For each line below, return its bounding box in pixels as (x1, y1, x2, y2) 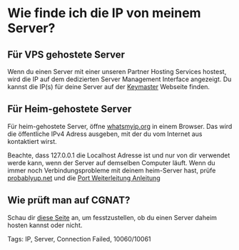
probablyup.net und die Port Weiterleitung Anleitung (7, 173, 161, 182)
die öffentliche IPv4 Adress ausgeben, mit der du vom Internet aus (7, 130, 203, 138)
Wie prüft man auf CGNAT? (7, 194, 131, 207)
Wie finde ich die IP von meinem (7, 5, 201, 21)
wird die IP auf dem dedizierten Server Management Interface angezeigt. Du (7, 75, 232, 83)
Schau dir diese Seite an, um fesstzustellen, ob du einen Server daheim (7, 213, 218, 222)
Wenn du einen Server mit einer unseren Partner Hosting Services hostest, (7, 68, 227, 75)
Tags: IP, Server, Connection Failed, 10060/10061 (7, 234, 151, 243)
